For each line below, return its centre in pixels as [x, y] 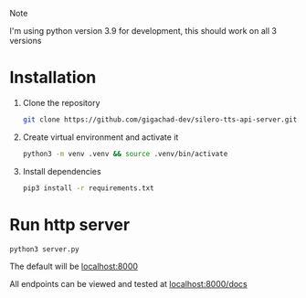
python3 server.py [44, 249]
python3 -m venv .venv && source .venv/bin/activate [125, 154]
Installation [53, 78]
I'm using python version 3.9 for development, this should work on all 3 [143, 31]
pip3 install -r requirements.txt [88, 188]
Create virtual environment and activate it [100, 137]
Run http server [70, 224]
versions [26, 41]
